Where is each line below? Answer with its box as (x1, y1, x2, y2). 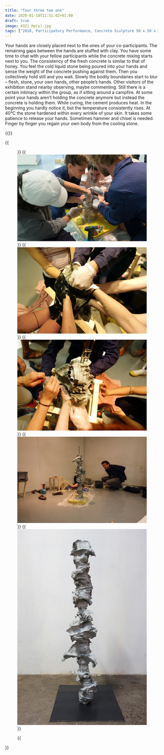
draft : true (5, 18, 29, 23)
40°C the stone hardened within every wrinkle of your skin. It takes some (5, 110, 152, 116)
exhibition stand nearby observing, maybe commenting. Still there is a (5, 84, 145, 90)
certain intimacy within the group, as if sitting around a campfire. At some (5, 90, 153, 95)
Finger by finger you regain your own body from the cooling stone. (5, 120, 139, 127)
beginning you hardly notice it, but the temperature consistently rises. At (5, 105, 150, 111)
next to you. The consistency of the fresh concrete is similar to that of (5, 58, 145, 64)
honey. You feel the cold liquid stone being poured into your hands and (5, 64, 147, 70)
